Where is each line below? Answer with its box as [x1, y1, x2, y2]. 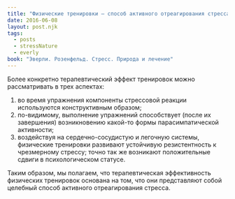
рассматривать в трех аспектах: [7, 82, 105, 91]
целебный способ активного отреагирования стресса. [7, 183, 171, 192]
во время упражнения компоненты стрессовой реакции [17, 96, 187, 104]
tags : [7, 29, 23, 37]
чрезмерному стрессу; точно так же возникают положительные [17, 147, 211, 156]
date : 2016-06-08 [7, 17, 58, 24]
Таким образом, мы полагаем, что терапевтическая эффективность [7, 168, 211, 177]
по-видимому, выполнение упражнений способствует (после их [17, 110, 211, 119]
